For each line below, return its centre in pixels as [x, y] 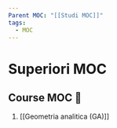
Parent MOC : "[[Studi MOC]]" [56, 15]
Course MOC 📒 [45, 98]
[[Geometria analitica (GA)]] [64, 117]
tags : [17, 23]
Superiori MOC [58, 69]
